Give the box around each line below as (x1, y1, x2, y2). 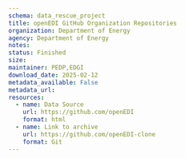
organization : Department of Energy (8, 26, 131, 34)
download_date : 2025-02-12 (8, 71, 99, 79)
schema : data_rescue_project (8, 11, 106, 20)
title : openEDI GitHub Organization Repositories (8, 19, 178, 27)
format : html (22, 116, 66, 124)
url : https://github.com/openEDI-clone (22, 130, 156, 138)
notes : (8, 41, 30, 49)
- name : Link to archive (15, 123, 99, 131)
